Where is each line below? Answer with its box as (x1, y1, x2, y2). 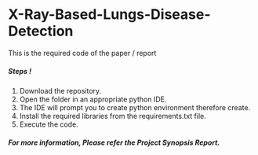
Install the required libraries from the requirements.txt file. (19, 111, 206, 120)
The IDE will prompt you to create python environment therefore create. (19, 102, 251, 112)
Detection (8, 22, 74, 40)
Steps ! (8, 66, 32, 76)
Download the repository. (19, 86, 102, 95)
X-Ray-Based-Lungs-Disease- (8, 6, 211, 24)
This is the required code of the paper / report (8, 48, 157, 57)
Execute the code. (19, 120, 78, 129)
